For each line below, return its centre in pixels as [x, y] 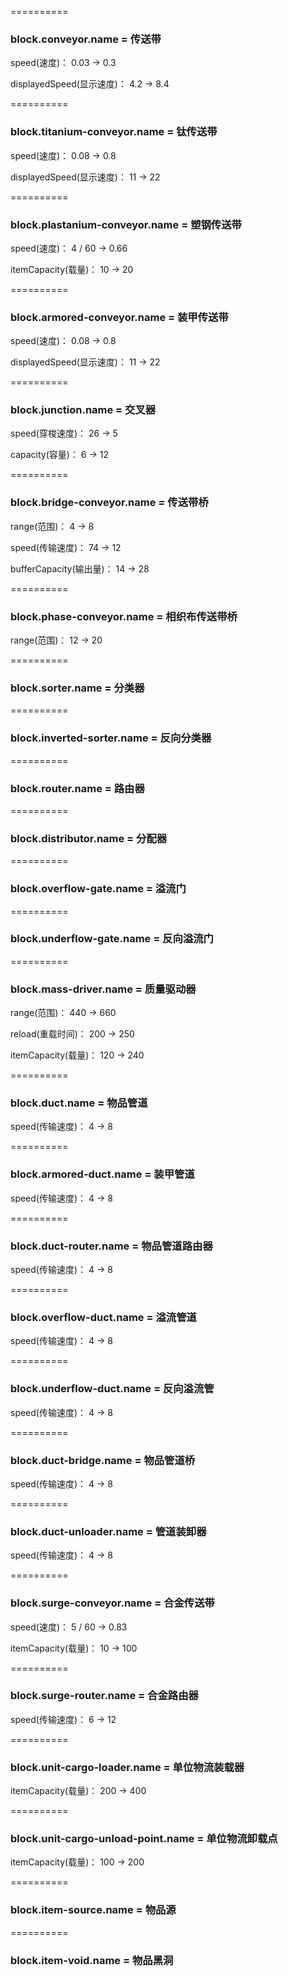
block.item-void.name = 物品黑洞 [92, 1960]
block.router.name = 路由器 [77, 788]
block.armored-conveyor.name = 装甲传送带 [119, 317]
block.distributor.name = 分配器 [89, 838]
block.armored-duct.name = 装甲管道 [102, 1174]
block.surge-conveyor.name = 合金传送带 [112, 1603]
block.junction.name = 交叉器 [83, 410]
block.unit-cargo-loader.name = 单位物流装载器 [127, 1767]
